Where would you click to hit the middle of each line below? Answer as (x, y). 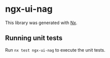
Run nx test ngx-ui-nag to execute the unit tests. (55, 50)
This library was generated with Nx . (41, 23)
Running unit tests (34, 38)
